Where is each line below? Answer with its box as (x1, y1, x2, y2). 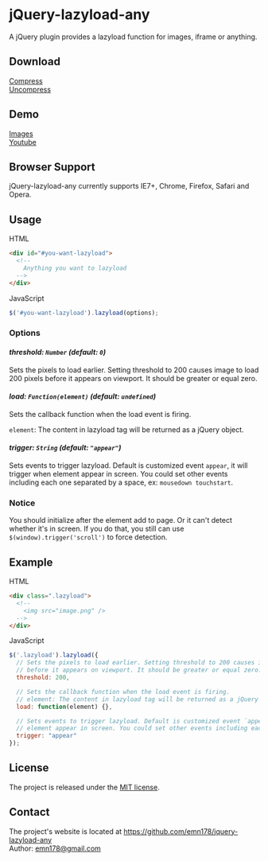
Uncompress (9, 84, 51, 94)
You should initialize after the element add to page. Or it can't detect (9, 516, 233, 525)
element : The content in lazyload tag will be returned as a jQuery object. (9, 424, 245, 434)
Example (9, 555, 53, 569)
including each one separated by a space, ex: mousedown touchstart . (9, 477, 234, 487)
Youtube (9, 137, 37, 146)
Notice (9, 497, 36, 508)
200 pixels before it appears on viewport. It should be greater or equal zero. (9, 373, 258, 383)
